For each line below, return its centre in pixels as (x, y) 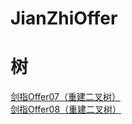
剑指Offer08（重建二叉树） (66, 109)
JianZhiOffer (64, 18)
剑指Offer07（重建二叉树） (66, 97)
